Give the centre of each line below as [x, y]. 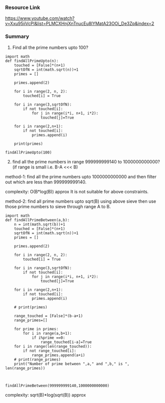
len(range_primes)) [25, 368]
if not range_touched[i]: [50, 351]
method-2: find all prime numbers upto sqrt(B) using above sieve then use [81, 201]
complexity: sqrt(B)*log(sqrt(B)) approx [46, 395]
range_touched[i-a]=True [66, 342]
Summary [17, 36]
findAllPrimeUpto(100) [28, 152]
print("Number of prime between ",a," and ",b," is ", [72, 364]
